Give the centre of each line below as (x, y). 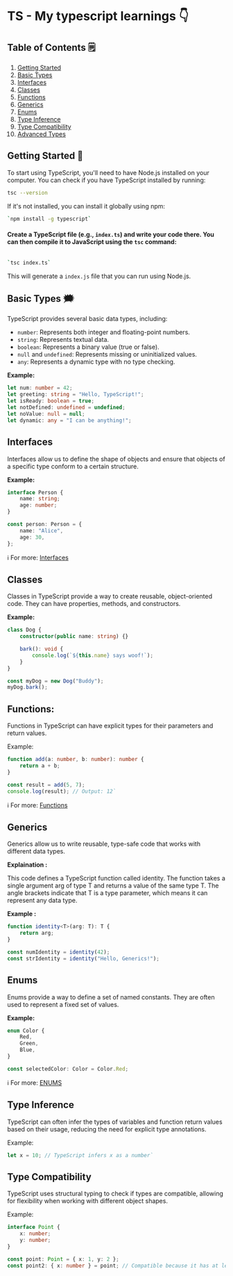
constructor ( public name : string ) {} (74, 637)
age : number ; (38, 505)
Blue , (28, 1050)
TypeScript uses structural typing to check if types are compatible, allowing (115, 1194)
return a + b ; (40, 766)
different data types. (36, 851)
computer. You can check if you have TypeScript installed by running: (106, 180)
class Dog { (24, 630)
